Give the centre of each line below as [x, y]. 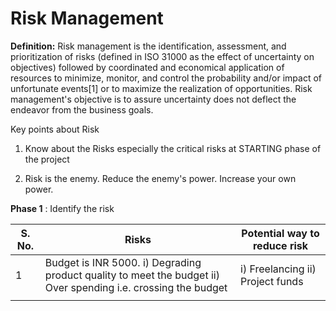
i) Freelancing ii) [278, 269]
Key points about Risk [55, 129]
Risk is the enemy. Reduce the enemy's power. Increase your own [160, 178]
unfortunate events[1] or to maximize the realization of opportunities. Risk [161, 88]
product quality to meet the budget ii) [132, 275]
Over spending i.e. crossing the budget [136, 287]
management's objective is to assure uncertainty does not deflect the [153, 99]
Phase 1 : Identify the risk [62, 208]
